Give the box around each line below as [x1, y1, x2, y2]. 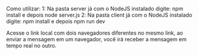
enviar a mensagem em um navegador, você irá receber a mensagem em [6, 36, 187, 42]
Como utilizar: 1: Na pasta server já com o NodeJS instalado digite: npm [6, 5, 184, 12]
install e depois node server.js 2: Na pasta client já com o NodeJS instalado [6, 11, 193, 19]
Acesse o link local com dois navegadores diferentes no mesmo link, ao [6, 29, 183, 36]
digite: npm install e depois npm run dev [6, 18, 106, 25]
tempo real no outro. [6, 42, 57, 49]
